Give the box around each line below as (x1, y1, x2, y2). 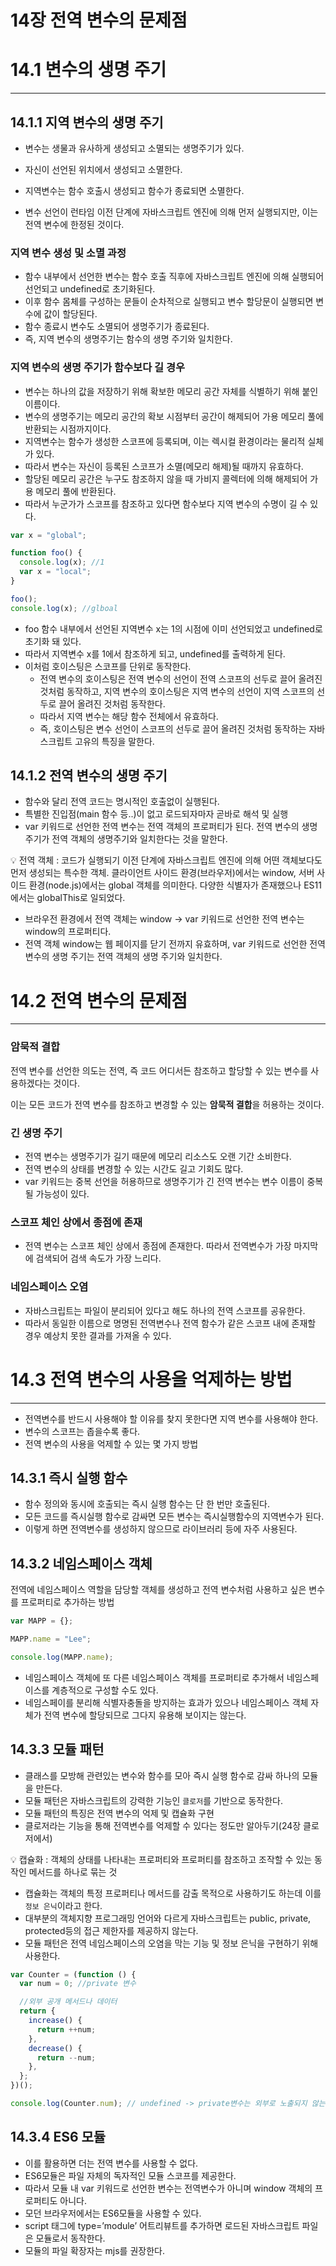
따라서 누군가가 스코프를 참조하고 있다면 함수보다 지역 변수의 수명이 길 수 (24, 497, 308, 510)
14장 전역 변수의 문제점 (10, 9, 188, 32)
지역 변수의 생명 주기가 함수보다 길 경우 (10, 361, 186, 375)
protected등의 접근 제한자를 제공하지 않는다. (24, 1924, 199, 1936)
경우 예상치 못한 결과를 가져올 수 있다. (24, 1329, 172, 1341)
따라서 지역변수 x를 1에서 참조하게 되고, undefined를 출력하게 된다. (24, 647, 286, 660)
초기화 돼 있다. (24, 635, 82, 647)
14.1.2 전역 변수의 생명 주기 (10, 767, 168, 785)
